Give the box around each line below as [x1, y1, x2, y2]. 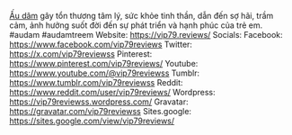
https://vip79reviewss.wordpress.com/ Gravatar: [9, 96, 189, 107]
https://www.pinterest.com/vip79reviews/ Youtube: [9, 58, 199, 68]
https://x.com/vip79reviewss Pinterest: [9, 49, 153, 59]
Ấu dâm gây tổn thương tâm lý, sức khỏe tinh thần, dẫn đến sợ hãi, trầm [9, 11, 274, 21]
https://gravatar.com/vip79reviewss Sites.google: [9, 106, 191, 116]
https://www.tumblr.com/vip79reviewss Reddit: [9, 77, 183, 87]
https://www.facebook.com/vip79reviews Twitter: [9, 39, 193, 49]
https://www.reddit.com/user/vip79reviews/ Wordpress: [9, 87, 216, 97]
